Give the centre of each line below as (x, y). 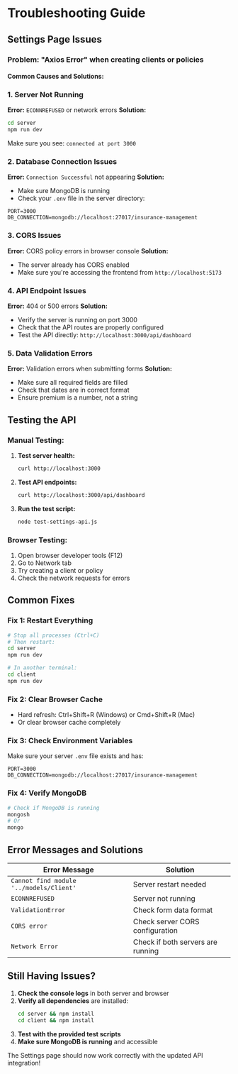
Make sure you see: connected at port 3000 (72, 143)
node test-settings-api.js (57, 522)
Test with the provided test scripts (69, 1034)
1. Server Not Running (45, 95)
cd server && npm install (56, 1014)
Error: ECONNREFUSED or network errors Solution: (77, 110)
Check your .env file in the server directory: (81, 198)
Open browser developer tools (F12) (70, 555)
